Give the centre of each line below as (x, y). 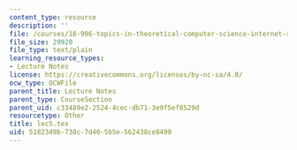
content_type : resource (53, 17)
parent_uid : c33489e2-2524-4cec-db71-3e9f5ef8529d (104, 108)
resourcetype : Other (47, 116)
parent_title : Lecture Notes (63, 91)
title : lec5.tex (39, 124)
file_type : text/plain (51, 50)
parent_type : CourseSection (61, 99)
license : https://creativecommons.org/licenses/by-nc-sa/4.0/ (126, 75)
